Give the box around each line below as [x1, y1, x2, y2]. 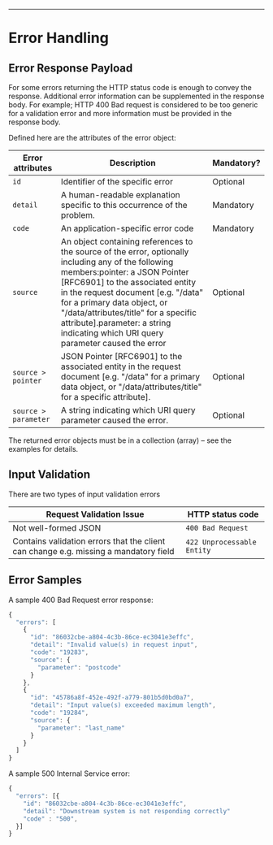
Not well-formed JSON [12, 522, 102, 533]
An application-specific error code [60, 223, 194, 234]
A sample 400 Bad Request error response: [8, 595, 154, 604]
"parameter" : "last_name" [37, 724, 126, 732]
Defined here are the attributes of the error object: [8, 133, 176, 142]
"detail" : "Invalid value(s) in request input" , [29, 641, 198, 649]
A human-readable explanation [60, 189, 180, 200]
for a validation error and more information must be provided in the [8, 109, 232, 118]
